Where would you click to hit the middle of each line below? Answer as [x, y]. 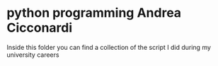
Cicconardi [40, 28]
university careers [33, 55]
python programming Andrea [94, 13]
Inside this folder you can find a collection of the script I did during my [109, 47]
